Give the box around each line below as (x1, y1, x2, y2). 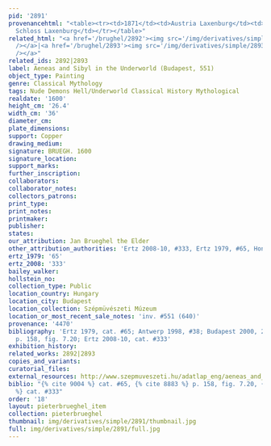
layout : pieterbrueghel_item (8, 402, 106, 410)
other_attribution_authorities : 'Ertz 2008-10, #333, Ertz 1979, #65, (8, 245, 251, 253)
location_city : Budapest (8, 297, 92, 305)
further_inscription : (8, 170, 81, 178)
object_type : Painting (8, 72, 85, 80)
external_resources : (8, 372, 78, 381)
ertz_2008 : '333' (8, 259, 67, 267)
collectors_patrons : (8, 191, 78, 200)
